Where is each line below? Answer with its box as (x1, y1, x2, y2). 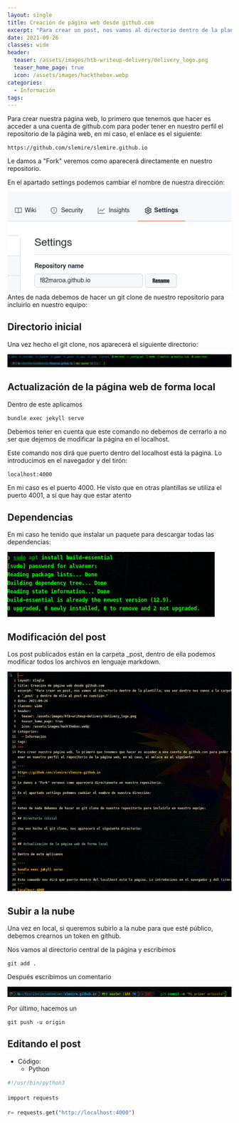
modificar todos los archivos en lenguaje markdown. (7, 657, 161, 666)
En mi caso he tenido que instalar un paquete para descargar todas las (7, 531, 215, 539)
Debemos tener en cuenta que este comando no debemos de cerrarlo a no (7, 427, 227, 436)
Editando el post (7, 1038, 81, 1050)
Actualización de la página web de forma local (7, 381, 216, 393)
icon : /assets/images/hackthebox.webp (14, 71, 129, 78)
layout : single (7, 11, 53, 19)
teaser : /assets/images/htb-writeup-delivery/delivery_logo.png (14, 57, 208, 64)
